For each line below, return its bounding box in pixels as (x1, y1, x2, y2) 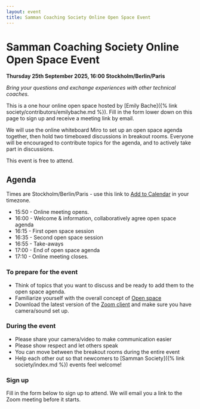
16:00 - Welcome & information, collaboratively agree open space (14, 215, 176, 222)
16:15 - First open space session (14, 228, 94, 235)
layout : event (6, 8, 42, 15)
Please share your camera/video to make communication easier (14, 335, 172, 343)
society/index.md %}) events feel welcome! (14, 360, 122, 368)
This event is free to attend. (6, 157, 74, 165)
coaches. (6, 90, 29, 98)
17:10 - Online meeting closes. (14, 253, 89, 260)
